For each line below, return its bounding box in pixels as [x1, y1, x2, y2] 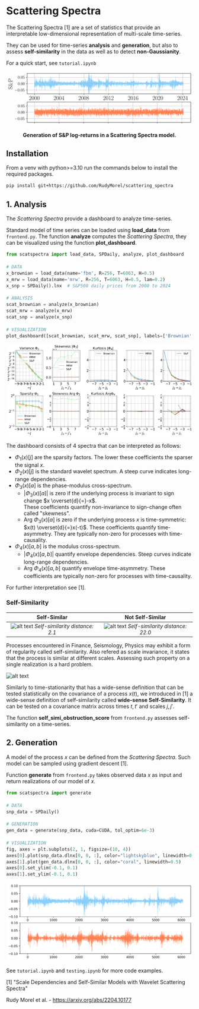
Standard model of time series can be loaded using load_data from [6, 227, 170, 234]
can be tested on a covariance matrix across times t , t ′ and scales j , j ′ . [6, 703, 175, 710]
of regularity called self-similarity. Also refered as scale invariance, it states [6, 649, 190, 656]
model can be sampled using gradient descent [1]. [6, 760, 129, 767]
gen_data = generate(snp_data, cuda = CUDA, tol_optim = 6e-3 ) [6, 827, 155, 834]
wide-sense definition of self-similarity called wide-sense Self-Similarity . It [6, 697, 191, 704]
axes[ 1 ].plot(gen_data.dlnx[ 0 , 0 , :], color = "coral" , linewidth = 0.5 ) [6, 859, 182, 865]
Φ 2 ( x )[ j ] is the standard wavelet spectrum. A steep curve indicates [14, 467, 178, 476]
